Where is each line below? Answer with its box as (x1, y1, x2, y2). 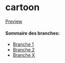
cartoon (5, 2, 40, 13)
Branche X (12, 52, 35, 58)
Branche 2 (12, 47, 35, 53)
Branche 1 (12, 41, 34, 47)
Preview (5, 18, 23, 24)
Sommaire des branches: (5, 30, 60, 36)
